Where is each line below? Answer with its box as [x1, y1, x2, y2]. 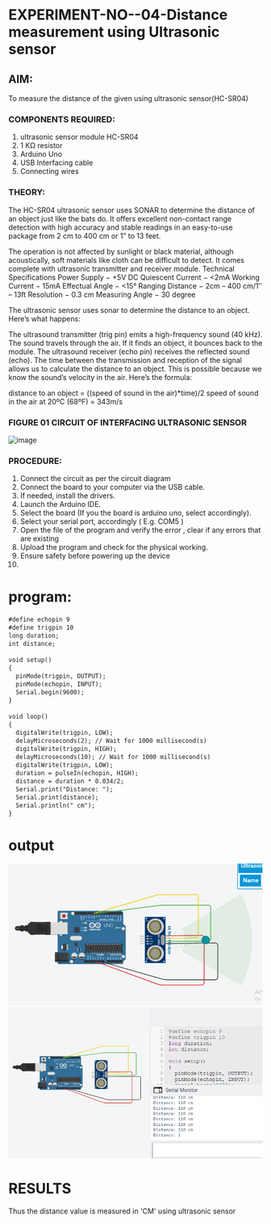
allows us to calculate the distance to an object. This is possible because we [8, 364, 262, 374]
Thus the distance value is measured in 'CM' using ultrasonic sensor [8, 1206, 236, 1216]
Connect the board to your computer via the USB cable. [19, 483, 206, 492]
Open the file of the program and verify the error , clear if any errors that [19, 525, 261, 535]
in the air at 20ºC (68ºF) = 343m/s [8, 396, 123, 406]
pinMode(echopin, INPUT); [15, 681, 103, 689]
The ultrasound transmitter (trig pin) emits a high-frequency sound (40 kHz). [8, 329, 263, 339]
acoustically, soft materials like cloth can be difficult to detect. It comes [8, 255, 244, 264]
